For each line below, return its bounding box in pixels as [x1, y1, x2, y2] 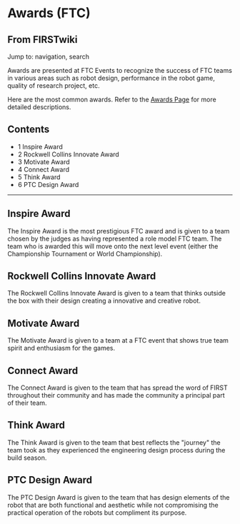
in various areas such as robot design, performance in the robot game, [7, 74, 216, 82]
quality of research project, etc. [7, 81, 100, 90]
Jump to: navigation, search [7, 52, 89, 61]
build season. [7, 453, 47, 462]
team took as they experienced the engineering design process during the [7, 445, 226, 454]
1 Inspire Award [17, 142, 63, 151]
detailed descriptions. [7, 103, 71, 111]
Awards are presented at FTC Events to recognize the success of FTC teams [7, 66, 232, 74]
